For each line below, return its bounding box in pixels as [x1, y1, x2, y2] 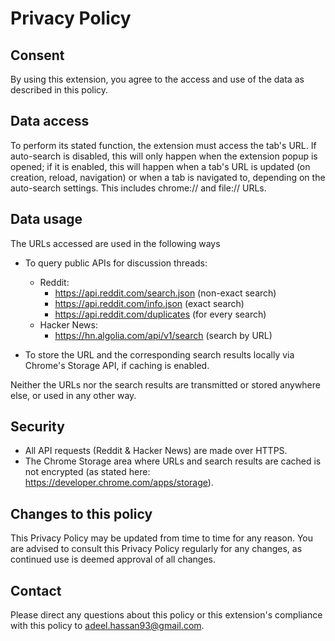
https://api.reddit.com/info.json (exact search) [54, 297, 245, 309]
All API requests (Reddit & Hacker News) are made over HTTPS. [24, 445, 288, 457]
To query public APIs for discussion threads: [24, 257, 208, 269]
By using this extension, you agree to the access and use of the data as [10, 73, 305, 85]
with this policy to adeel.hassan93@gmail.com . [10, 620, 205, 632]
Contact [10, 582, 62, 599]
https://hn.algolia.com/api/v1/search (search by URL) [54, 329, 273, 341]
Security [10, 418, 65, 436]
